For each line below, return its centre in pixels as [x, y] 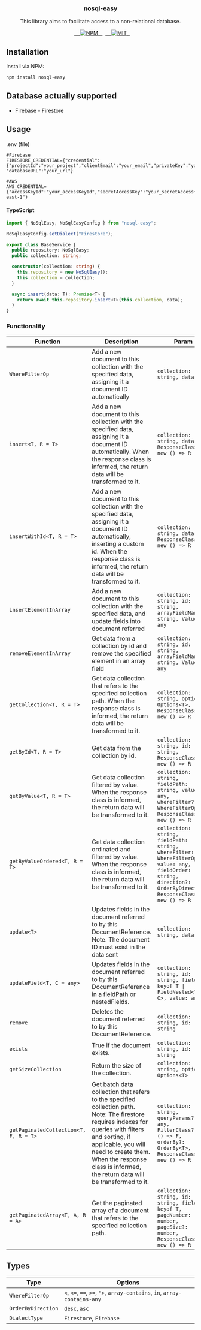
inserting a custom [118, 544]
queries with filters [118, 1129]
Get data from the [117, 748]
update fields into [116, 621]
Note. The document [121, 940]
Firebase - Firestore [39, 110]
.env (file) [18, 144]
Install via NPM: [25, 67]
